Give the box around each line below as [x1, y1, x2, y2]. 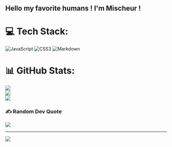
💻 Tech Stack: [5, 26, 69, 37]
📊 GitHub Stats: [5, 65, 75, 76]
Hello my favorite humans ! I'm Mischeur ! [5, 4, 141, 13]
